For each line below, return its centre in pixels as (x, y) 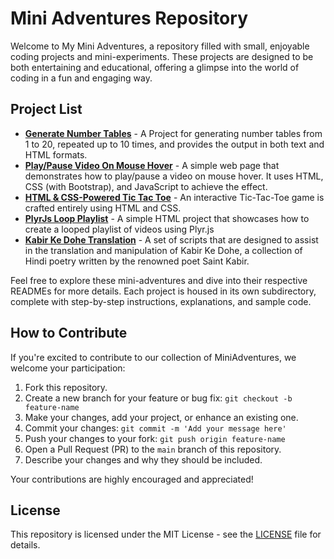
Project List (46, 109)
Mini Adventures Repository (129, 18)
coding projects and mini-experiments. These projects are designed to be (162, 56)
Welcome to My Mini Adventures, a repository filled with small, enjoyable (160, 46)
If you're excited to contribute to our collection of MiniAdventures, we (153, 357)
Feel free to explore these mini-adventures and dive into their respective (159, 280)
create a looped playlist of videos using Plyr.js (119, 229)
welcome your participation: (68, 368)
